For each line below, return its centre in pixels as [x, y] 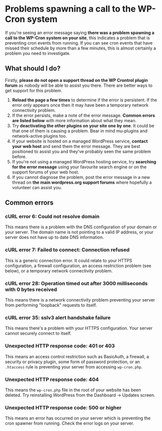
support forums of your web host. [45, 172]
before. [19, 157]
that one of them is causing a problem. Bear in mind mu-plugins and [80, 131]
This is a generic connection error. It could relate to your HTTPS [69, 260]
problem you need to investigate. [38, 53]
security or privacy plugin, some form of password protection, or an [73, 362]
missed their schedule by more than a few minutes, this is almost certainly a [81, 48]
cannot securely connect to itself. [38, 334]
